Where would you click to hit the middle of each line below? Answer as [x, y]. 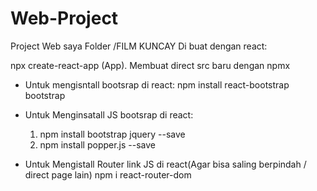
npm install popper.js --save [98, 144]
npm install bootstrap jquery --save [112, 134]
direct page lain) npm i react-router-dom [108, 174]
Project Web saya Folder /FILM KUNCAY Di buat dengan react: [139, 46]
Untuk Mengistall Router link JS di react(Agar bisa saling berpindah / [165, 164]
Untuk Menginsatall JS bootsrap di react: [109, 114]
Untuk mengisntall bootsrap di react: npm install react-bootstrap [157, 84]
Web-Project [64, 18]
